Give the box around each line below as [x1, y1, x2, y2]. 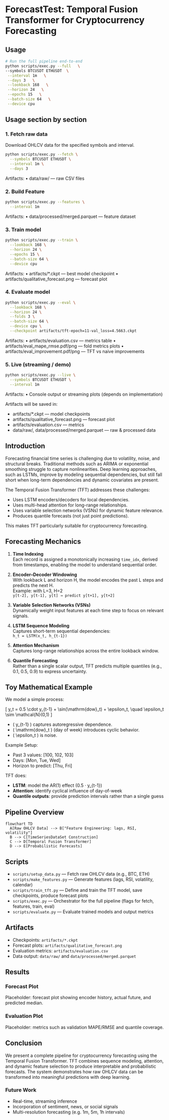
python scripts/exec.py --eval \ [5, 300, 76, 305]
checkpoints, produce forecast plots [12, 892, 89, 899]
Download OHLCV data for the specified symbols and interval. [5, 142, 135, 148]
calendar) [12, 881, 33, 887]
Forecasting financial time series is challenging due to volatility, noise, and [5, 455, 160, 461]
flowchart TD [5, 821, 33, 826]
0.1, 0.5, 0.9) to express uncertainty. [12, 668, 88, 674]
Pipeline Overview [5, 808, 64, 816]
